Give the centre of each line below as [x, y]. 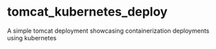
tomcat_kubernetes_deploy [87, 12]
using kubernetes [32, 37]
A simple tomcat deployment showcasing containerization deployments [108, 31]
